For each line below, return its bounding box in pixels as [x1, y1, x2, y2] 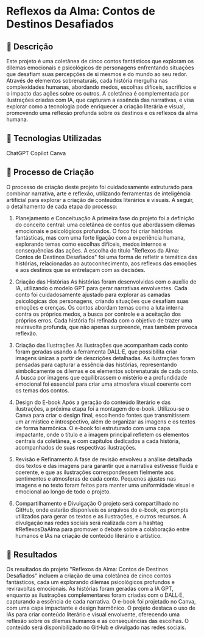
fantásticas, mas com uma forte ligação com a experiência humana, [15, 234, 186, 241]
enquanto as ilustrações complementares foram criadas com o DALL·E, [6, 591, 185, 599]
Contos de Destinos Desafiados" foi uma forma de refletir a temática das [15, 253, 198, 260]
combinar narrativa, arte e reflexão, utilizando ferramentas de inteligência [6, 190, 191, 197]
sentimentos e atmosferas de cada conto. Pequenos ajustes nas [15, 475, 177, 482]
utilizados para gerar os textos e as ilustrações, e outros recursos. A [15, 512, 187, 520]
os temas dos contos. [15, 386, 69, 394]
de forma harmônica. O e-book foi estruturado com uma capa [15, 424, 171, 431]
